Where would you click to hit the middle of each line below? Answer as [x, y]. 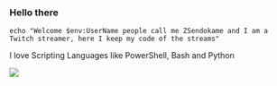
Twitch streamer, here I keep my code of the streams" [115, 39]
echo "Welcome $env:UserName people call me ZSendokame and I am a [139, 31]
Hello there [34, 13]
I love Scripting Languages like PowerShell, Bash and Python [122, 56]
